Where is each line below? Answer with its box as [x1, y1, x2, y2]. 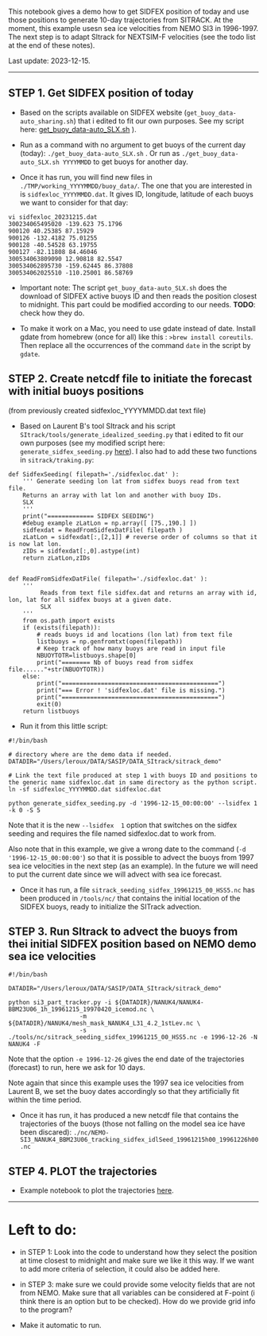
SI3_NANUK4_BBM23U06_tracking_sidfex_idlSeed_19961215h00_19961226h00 [19, 1136, 259, 1144]
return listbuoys [22, 707, 80, 715]
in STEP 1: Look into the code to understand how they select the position [19, 1248, 257, 1257]
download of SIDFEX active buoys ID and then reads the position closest [19, 291, 257, 301]
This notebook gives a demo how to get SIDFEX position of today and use [8, 7, 250, 16]
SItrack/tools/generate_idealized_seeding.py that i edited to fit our [19, 429, 244, 439]
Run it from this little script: [19, 721, 109, 731]
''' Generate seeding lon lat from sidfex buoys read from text [22, 477, 240, 485]
